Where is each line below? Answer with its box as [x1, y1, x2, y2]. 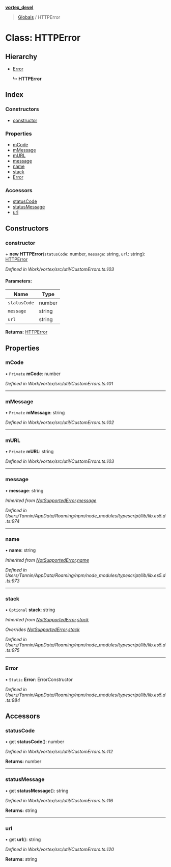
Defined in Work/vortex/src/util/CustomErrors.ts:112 [5, 749, 113, 755]
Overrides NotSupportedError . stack [5, 626, 80, 633]
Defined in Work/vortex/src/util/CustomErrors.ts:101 [5, 380, 113, 386]
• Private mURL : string [5, 449, 54, 455]
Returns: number [5, 758, 42, 765]
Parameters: [5, 278, 32, 284]
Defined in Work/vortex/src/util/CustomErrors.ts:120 [5, 846, 115, 852]
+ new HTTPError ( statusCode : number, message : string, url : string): [5, 251, 146, 257]
